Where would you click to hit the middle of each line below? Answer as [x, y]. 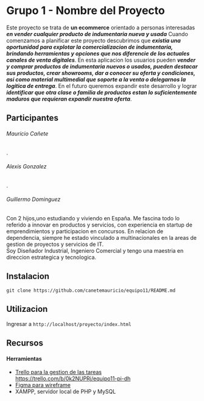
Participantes [33, 118]
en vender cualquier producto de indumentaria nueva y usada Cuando [97, 34]
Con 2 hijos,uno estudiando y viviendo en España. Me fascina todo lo [93, 218]
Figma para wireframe [43, 385]
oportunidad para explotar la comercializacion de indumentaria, [90, 47]
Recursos [25, 343]
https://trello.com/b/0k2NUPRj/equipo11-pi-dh [73, 378]
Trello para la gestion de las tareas [58, 372]
